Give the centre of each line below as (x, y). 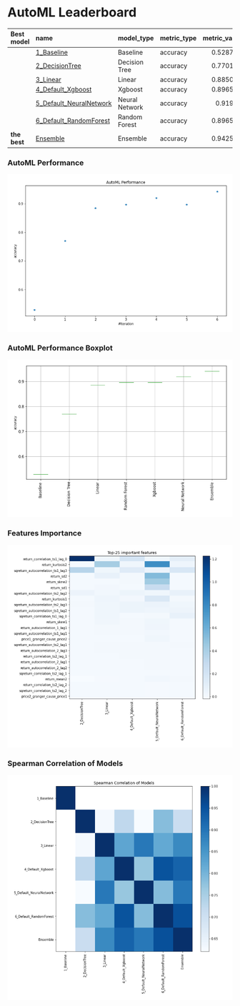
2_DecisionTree (58, 66)
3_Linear (49, 80)
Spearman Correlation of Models (65, 763)
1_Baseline (52, 52)
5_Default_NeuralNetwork (74, 104)
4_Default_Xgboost (64, 89)
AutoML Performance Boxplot (60, 348)
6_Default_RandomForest (73, 121)
